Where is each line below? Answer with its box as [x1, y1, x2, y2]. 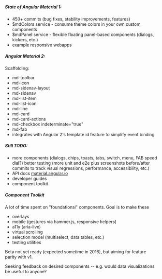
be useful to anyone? [5, 268, 47, 274]
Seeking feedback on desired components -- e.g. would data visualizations [5, 263, 155, 269]
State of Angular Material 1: [5, 4, 62, 10]
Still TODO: [5, 142, 28, 148]
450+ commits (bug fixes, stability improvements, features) [12, 16, 131, 22]
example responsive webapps [12, 42, 72, 48]
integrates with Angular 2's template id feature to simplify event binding [12, 131, 155, 137]
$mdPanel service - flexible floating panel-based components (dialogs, [12, 32, 154, 37]
